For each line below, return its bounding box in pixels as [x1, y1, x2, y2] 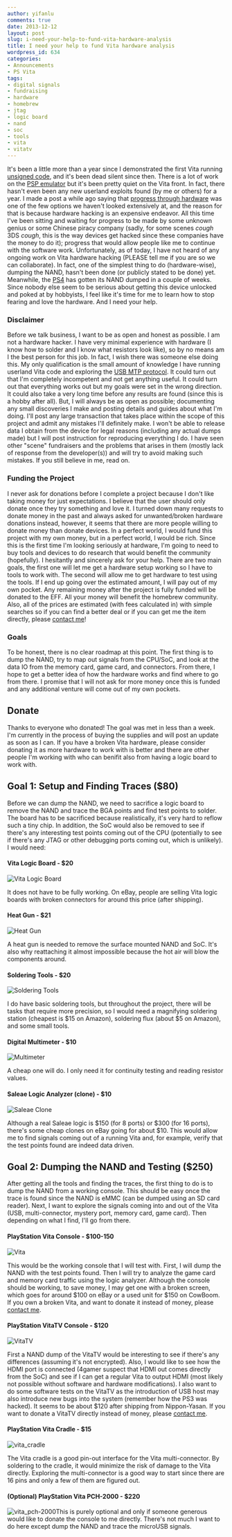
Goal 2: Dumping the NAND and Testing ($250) [7, 1161, 213, 1172]
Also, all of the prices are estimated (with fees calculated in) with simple [7, 600, 213, 608]
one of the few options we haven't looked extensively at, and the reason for [7, 202, 223, 210]
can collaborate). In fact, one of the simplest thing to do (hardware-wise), [7, 261, 217, 269]
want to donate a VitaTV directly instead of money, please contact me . [7, 1409, 208, 1418]
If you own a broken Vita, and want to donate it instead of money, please [7, 1298, 214, 1306]
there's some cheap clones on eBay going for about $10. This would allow [7, 1126, 218, 1134]
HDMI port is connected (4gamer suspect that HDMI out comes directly [7, 1365, 211, 1373]
